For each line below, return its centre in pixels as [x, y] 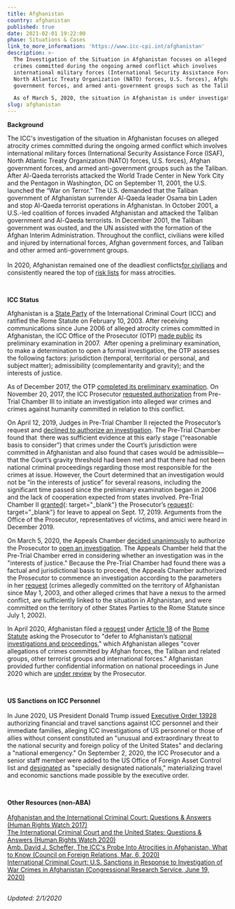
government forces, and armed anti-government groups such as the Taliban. [117, 168]
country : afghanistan [39, 20]
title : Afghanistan [36, 14]
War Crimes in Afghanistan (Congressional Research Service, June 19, [108, 870]
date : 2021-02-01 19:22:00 [47, 33]
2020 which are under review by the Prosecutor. [77, 674]
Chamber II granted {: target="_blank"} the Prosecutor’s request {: [101, 505]
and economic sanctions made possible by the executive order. [98, 775]
